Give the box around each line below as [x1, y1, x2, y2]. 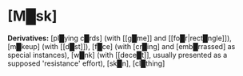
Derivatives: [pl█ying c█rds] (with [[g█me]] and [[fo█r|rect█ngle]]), [7, 33, 233, 43]
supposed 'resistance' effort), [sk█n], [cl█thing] [7, 59, 165, 68]
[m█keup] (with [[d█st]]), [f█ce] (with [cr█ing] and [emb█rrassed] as [7, 41, 236, 51]
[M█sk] [7, 7, 58, 25]
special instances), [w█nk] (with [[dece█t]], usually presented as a [7, 50, 228, 59]
